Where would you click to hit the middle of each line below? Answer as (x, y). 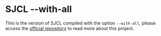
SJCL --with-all (39, 9)
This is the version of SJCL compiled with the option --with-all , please (80, 23)
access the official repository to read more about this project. (70, 28)
